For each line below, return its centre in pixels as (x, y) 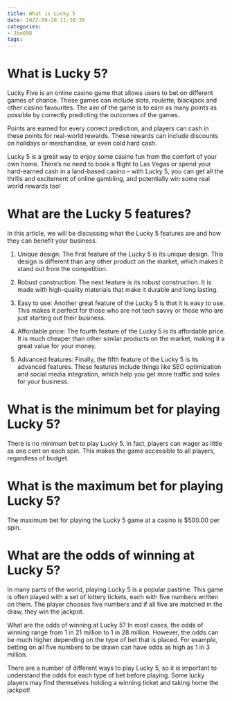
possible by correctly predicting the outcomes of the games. (93, 115)
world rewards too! (34, 186)
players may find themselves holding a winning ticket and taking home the (113, 682)
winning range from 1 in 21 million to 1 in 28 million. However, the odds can (113, 632)
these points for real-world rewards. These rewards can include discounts (113, 136)
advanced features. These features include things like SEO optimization (119, 367)
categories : (24, 26)
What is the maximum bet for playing (115, 486)
